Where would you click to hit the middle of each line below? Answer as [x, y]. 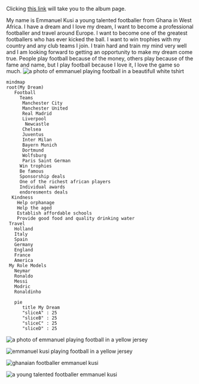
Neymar [22, 271]
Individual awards [42, 187]
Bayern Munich [40, 145]
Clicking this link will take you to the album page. [66, 9]
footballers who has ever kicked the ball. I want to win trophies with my [94, 39]
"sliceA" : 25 [40, 313]
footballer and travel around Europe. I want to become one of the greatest [97, 33]
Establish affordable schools [55, 213]
